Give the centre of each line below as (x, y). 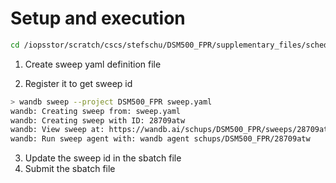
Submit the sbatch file (70, 169)
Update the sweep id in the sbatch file (103, 158)
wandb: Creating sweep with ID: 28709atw (98, 120)
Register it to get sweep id (78, 83)
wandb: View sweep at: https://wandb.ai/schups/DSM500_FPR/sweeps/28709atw (171, 130)
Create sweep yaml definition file (93, 64)
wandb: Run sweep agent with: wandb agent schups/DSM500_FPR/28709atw (160, 139)
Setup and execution (98, 18)
